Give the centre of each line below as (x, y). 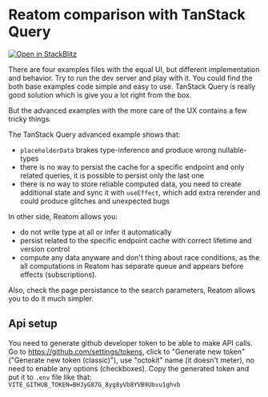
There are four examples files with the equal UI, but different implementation (134, 69)
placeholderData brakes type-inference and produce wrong (118, 150)
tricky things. (30, 118)
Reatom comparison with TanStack (127, 15)
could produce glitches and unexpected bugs (95, 201)
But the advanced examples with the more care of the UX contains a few (128, 110)
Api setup (33, 324)
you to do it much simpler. (51, 299)
